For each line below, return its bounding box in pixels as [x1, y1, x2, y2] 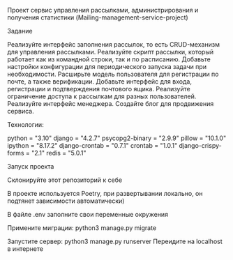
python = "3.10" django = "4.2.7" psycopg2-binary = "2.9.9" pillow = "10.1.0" [7, 134, 227, 142]
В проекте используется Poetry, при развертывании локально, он [7, 190, 203, 197]
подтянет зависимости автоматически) [7, 197, 125, 205]
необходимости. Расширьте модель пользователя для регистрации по [7, 70, 219, 78]
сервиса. [7, 107, 34, 115]
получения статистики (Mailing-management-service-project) [7, 13, 188, 22]
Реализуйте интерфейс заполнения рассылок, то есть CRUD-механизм [7, 40, 220, 48]
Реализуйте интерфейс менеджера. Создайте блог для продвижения [7, 100, 214, 107]
